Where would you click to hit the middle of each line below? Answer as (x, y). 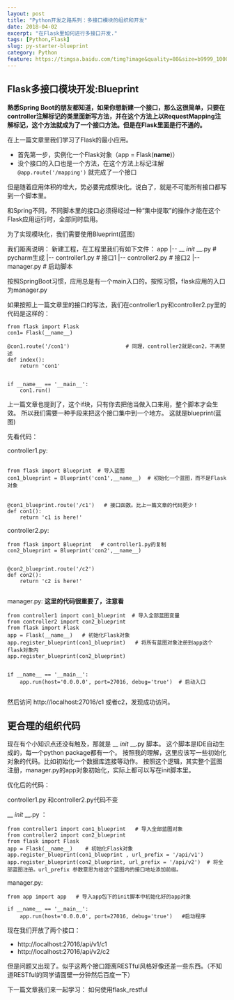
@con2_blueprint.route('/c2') (51, 569)
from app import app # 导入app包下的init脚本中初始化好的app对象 (99, 897)
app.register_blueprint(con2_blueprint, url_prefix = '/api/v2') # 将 (113, 862)
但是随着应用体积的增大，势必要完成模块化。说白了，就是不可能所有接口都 (114, 186)
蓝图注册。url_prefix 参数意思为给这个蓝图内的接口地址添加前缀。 (97, 870)
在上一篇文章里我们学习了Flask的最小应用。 (70, 140)
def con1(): (24, 511)
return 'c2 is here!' (51, 581)
